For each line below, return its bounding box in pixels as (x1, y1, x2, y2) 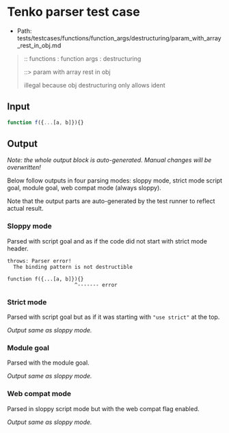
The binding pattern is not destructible (13, 263, 133, 270)
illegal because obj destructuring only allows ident (23, 81, 165, 89)
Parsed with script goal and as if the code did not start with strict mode (7, 237, 207, 245)
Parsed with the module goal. (7, 358, 90, 367)
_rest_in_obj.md (16, 41, 62, 49)
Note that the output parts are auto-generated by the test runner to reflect (7, 197, 215, 205)
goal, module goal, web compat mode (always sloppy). (7, 184, 162, 192)
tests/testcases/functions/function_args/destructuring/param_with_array (16, 34, 221, 42)
